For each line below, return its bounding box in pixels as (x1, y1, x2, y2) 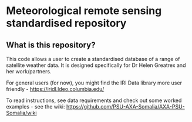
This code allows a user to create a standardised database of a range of (6, 56, 180, 62)
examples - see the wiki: (6, 103, 66, 110)
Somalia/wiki (6, 110, 37, 116)
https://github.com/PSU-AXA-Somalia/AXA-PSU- (66, 103, 185, 110)
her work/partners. (6, 68, 52, 74)
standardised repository (6, 16, 127, 30)
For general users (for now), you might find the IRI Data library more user (6, 79, 182, 86)
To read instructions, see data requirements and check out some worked (6, 97, 182, 104)
